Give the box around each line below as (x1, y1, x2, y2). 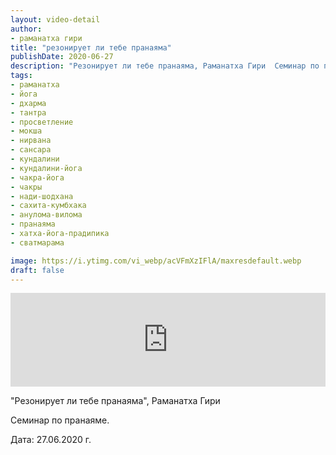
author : (10, 24, 43, 34)
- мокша (10, 126, 43, 136)
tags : (10, 71, 33, 81)
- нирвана (10, 136, 52, 146)
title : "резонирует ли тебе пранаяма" (10, 42, 172, 53)
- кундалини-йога (10, 163, 83, 173)
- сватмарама (10, 237, 65, 248)
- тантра (10, 107, 47, 118)
